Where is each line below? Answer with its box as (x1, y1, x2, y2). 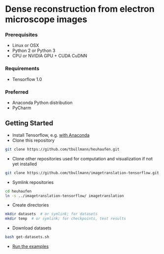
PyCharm (12, 105, 31, 111)
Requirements (5, 65, 40, 72)
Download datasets (12, 225, 52, 231)
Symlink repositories (12, 179, 54, 185)
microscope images (5, 14, 87, 25)
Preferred (5, 88, 28, 95)
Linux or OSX (12, 43, 39, 49)
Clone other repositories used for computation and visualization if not (12, 155, 153, 161)
